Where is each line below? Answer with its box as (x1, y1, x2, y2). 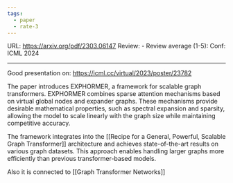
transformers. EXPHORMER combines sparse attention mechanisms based (7, 90, 221, 98)
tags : (7, 10, 23, 17)
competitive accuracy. (7, 119, 71, 128)
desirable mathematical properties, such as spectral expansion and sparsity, (7, 104, 225, 113)
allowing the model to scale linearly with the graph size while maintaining (7, 112, 216, 120)
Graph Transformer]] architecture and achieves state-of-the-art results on (7, 139, 219, 148)
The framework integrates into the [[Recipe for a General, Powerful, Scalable (7, 133, 226, 141)
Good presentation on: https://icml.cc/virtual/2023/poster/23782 (7, 69, 192, 77)
